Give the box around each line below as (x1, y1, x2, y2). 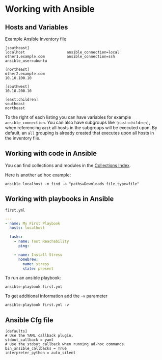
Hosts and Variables (5, 23, 68, 31)
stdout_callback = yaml (5, 337, 54, 342)
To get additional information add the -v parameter (5, 293, 108, 299)
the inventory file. (5, 135, 41, 141)
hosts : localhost (9, 225, 45, 230)
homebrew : (18, 257, 38, 262)
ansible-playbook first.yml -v (5, 303, 69, 307)
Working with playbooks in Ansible (5, 195, 114, 203)
